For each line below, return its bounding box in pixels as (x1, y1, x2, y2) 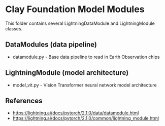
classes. (5, 25, 23, 31)
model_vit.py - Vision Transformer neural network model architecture (12, 82, 157, 88)
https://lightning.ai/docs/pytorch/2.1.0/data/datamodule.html (12, 110, 139, 116)
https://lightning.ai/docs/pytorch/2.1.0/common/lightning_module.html (12, 115, 159, 121)
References (5, 96, 43, 105)
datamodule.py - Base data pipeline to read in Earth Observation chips (12, 54, 160, 60)
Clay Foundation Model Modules (5, 4, 145, 15)
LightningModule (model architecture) (5, 68, 129, 77)
